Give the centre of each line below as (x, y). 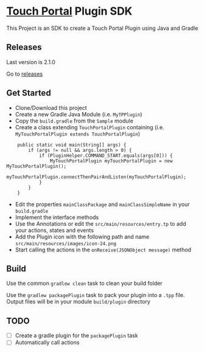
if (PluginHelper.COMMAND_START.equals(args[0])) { (106, 156)
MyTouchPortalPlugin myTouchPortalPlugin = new (111, 161)
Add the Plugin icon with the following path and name (82, 237)
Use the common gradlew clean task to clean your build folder (84, 283)
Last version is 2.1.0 (31, 62)
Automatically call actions (47, 342)
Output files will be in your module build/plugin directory (78, 302)
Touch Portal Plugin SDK (69, 11)
